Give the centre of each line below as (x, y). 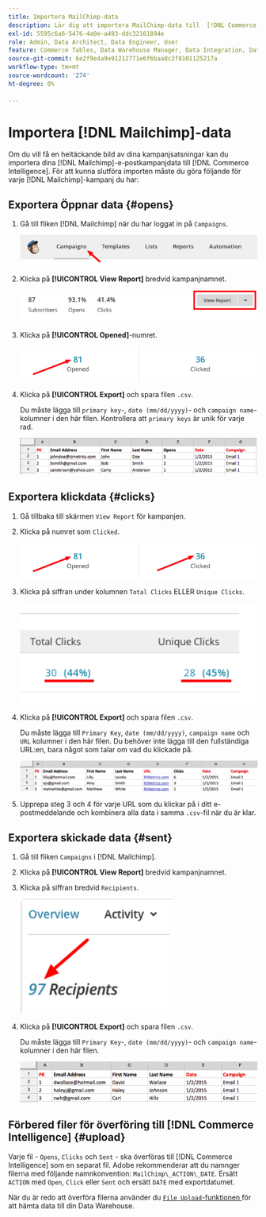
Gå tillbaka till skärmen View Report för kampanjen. (103, 516)
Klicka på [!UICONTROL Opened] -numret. (88, 334)
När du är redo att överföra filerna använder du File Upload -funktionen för (130, 1197)
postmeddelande (47, 813)
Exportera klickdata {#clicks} (82, 497)
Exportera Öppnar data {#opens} (91, 205)
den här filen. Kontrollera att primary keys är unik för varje (150, 419)
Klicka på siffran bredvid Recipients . (79, 888)
